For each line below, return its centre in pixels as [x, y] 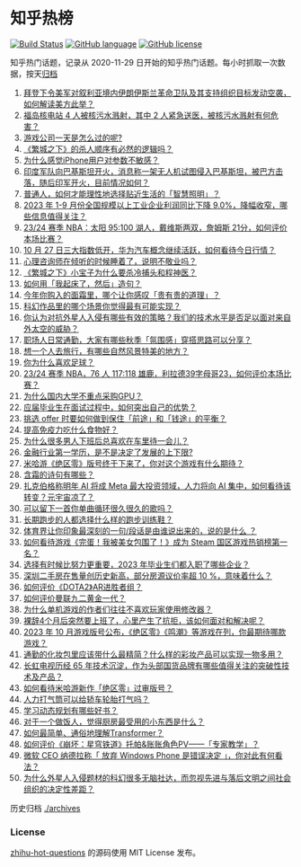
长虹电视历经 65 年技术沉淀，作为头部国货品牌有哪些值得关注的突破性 [152, 665]
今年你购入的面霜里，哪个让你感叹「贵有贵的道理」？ [122, 295]
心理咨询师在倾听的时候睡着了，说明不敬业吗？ [110, 261]
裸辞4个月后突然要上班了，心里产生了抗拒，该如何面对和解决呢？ [144, 620]
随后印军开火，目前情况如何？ [94, 182]
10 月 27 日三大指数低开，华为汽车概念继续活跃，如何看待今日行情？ [150, 250]
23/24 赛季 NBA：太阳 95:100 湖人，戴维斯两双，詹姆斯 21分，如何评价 [155, 227]
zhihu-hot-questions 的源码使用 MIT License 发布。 [106, 853]
